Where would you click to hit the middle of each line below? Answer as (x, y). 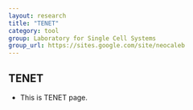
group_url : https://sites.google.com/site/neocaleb (96, 46)
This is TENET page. (54, 97)
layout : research (37, 16)
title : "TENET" (34, 23)
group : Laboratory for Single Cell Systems (82, 38)
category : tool (34, 31)
